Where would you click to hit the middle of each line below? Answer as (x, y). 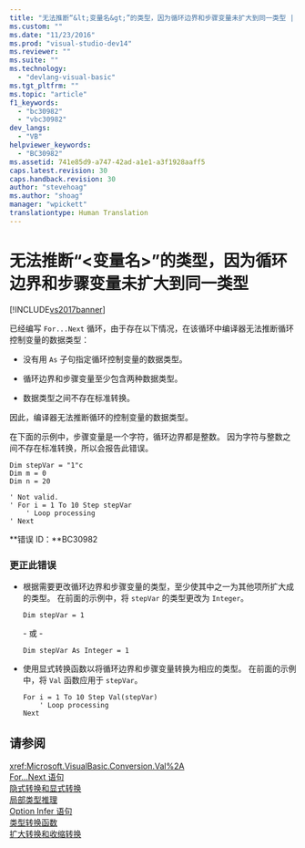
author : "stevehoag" (49, 188)
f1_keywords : (34, 103)
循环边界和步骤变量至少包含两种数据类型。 (102, 378)
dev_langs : (30, 129)
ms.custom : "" (36, 26)
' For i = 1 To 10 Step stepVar (71, 505)
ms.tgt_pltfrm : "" (44, 86)
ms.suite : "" (34, 60)
